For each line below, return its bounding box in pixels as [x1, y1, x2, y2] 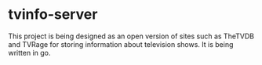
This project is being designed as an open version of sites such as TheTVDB [8, 31, 255, 41]
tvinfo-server [8, 5, 98, 23]
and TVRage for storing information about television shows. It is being [8, 39, 234, 49]
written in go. [8, 48, 51, 57]
